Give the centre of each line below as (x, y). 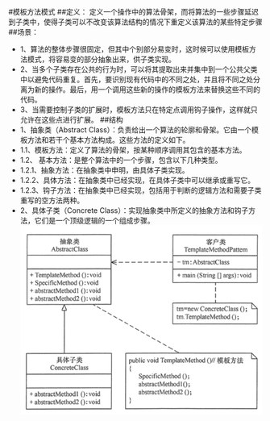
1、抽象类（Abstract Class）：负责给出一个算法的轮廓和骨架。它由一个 (136, 130)
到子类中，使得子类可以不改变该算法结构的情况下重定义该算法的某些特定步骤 (135, 22)
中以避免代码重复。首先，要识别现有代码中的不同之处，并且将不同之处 (137, 79)
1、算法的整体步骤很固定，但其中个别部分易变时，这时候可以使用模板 (135, 49)
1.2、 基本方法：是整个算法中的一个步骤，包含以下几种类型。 (121, 160)
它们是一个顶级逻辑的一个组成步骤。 (94, 221)
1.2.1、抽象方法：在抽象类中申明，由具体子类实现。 (104, 170)
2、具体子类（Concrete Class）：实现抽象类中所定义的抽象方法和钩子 (134, 210)
